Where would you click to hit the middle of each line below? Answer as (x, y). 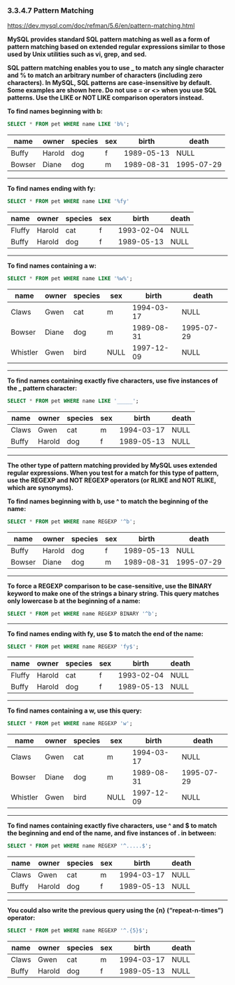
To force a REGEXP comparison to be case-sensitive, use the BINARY (110, 586)
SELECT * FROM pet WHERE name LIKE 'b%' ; (69, 124)
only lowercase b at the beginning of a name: (74, 601)
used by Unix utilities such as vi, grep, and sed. (77, 54)
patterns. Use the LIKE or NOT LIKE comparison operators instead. (106, 98)
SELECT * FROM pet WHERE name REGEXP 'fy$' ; (73, 647)
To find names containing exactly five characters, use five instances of (113, 381)
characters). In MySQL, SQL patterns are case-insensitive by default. (109, 83)
